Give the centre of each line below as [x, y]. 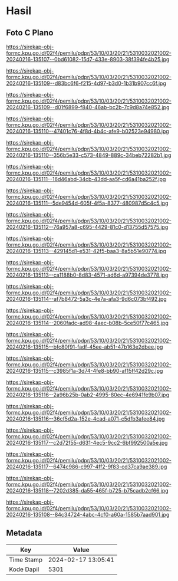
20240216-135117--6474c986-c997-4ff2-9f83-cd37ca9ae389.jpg [87, 467]
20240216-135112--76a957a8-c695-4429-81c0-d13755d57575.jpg [87, 227]
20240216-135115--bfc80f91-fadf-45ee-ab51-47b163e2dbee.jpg [85, 347]
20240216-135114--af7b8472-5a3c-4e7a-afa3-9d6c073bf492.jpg [86, 299]
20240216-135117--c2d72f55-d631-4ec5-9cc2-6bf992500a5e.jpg [87, 443]
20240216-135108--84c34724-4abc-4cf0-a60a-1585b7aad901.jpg [88, 515]
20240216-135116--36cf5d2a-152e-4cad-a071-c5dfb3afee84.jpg [85, 419]
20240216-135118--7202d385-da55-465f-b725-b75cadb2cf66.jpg [88, 490]
